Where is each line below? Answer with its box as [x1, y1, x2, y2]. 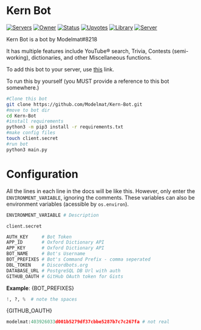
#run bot [6, 141, 29, 147]
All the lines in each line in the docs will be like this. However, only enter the [6, 187, 196, 195]
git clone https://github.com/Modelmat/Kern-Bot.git [6, 101, 143, 107]
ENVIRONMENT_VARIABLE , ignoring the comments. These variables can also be [6, 194, 196, 201]
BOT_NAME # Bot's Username [6, 251, 86, 257]
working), [6, 54, 30, 61]
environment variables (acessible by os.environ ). [6, 200, 129, 208]
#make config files [6, 130, 56, 136]
